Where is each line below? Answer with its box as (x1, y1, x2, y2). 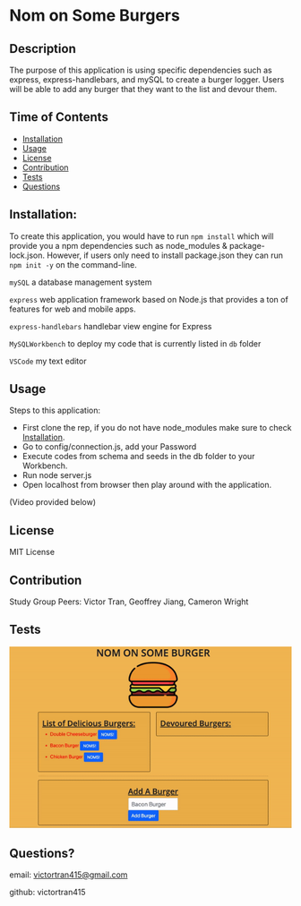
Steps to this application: (9, 405, 101, 416)
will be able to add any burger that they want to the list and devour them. (9, 84, 278, 94)
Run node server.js (21, 470, 92, 481)
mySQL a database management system (9, 277, 152, 287)
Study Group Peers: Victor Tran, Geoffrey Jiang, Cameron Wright (9, 596, 249, 607)
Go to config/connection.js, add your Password (21, 441, 197, 452)
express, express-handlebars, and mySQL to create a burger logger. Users (9, 74, 285, 85)
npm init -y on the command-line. (9, 259, 137, 269)
